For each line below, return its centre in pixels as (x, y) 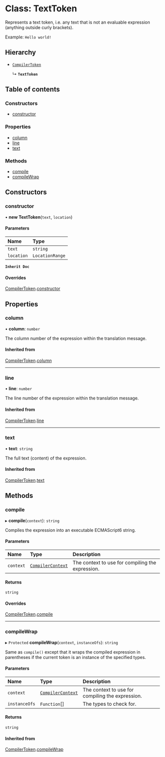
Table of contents (32, 89)
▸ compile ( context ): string (32, 521)
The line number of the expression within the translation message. (72, 398)
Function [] (52, 704)
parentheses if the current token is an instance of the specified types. (76, 657)
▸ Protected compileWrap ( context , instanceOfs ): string (62, 642)
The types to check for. (110, 704)
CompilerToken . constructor (33, 289)
